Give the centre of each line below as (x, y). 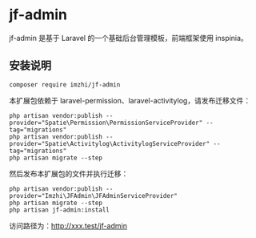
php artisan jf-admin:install (60, 210)
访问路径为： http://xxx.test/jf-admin (68, 225)
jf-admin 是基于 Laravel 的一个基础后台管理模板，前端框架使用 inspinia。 (129, 38)
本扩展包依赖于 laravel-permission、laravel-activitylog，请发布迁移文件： (130, 100)
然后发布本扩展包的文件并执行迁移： (69, 173)
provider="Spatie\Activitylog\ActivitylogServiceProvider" (110, 143)
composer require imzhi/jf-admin (65, 85)
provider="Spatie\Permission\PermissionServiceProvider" (106, 123)
